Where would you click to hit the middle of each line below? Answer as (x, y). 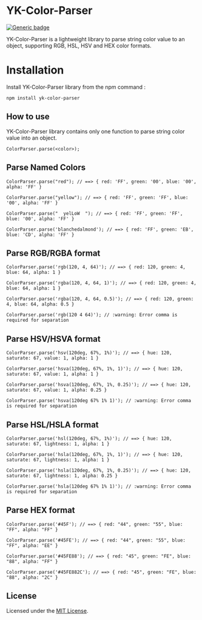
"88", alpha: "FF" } (32, 561)
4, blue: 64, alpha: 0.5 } (40, 304)
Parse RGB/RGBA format (53, 253)
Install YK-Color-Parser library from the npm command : (76, 87)
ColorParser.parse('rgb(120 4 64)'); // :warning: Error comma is (92, 315)
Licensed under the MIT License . (47, 610)
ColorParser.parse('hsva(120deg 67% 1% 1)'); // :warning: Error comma (99, 401)
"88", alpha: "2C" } (32, 577)
